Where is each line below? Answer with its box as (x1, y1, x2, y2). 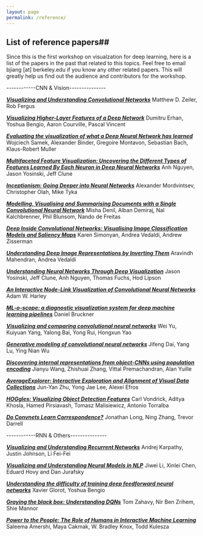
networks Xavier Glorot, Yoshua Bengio (6, 487, 105, 494)
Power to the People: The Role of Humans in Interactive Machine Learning (6, 517, 196, 524)
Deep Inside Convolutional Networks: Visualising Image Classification (6, 225, 188, 232)
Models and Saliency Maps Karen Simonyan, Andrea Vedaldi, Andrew (6, 232, 182, 239)
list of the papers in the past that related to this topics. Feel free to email (6, 60, 186, 67)
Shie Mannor (6, 505, 38, 512)
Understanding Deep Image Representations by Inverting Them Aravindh (6, 250, 194, 257)
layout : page (6, 9, 39, 15)
